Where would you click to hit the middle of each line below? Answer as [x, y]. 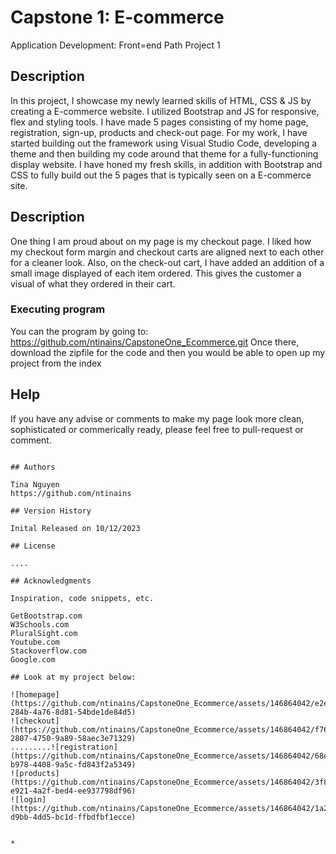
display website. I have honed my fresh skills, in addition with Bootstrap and [166, 164]
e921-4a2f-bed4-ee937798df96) [73, 791]
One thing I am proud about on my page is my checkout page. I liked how [161, 241]
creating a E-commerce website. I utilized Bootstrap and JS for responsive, [165, 111]
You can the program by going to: [79, 331]
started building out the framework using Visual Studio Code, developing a [164, 143]
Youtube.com [35, 642]
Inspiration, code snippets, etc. [82, 598]
